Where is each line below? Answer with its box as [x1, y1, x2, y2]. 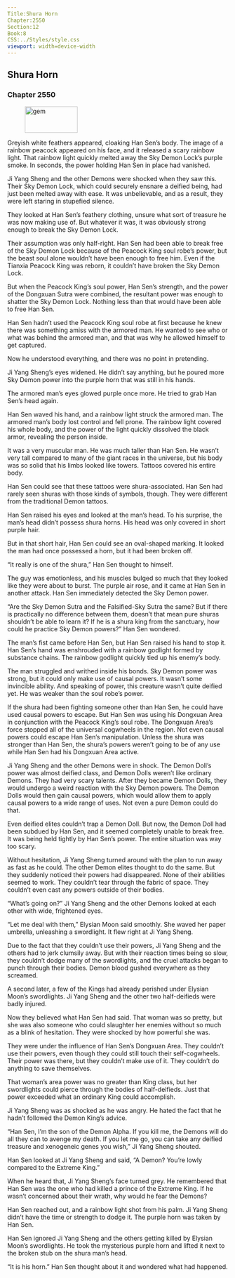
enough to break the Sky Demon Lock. [7, 225, 119, 234]
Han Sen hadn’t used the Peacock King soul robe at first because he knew [7, 318, 222, 327]
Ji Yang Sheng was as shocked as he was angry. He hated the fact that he [7, 1106, 222, 1114]
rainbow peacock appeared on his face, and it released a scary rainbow [7, 145, 215, 154]
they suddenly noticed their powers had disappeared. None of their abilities [7, 870, 226, 878]
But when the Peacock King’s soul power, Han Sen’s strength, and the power [7, 282, 229, 291]
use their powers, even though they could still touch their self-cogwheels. [7, 1049, 220, 1058]
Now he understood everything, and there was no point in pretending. [7, 354, 209, 362]
